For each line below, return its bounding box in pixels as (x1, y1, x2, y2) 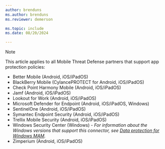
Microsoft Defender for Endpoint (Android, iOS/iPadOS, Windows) (12, 101, 150, 107)
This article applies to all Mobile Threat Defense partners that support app (5, 59, 159, 65)
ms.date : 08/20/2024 (5, 31, 49, 36)
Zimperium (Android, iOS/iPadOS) (12, 138, 83, 144)
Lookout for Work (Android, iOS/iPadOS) (12, 95, 97, 102)
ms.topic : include (5, 26, 44, 31)
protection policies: (5, 64, 45, 70)
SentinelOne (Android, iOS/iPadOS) (12, 106, 86, 112)
